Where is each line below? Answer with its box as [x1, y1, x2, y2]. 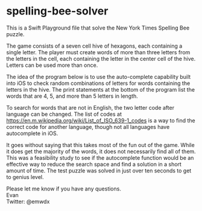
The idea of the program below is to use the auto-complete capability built [6, 73, 191, 80]
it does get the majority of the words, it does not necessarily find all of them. [6, 148, 196, 155]
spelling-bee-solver [6, 4, 109, 18]
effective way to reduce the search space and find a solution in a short [6, 160, 182, 168]
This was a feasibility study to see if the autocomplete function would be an [6, 154, 194, 161]
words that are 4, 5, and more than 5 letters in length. [6, 92, 139, 99]
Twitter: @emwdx [6, 198, 50, 205]
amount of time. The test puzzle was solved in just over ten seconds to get [6, 167, 192, 174]
